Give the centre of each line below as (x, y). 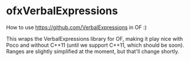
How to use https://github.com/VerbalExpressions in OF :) (76, 27)
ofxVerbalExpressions (62, 11)
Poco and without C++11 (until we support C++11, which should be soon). (95, 45)
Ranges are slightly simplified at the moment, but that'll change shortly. (93, 51)
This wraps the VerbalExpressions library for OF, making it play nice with (95, 38)
